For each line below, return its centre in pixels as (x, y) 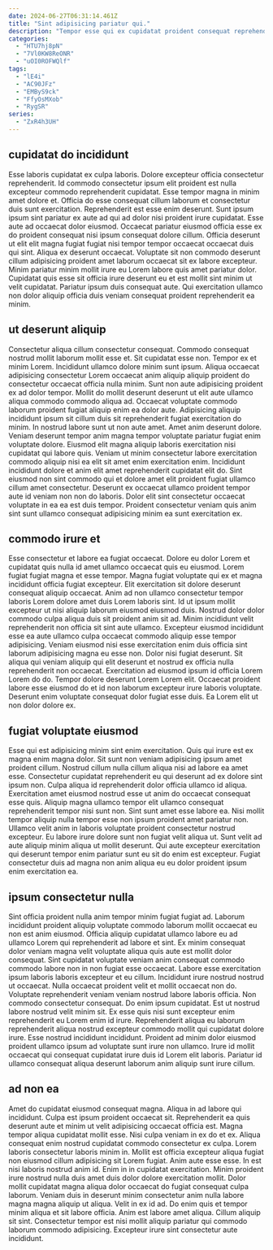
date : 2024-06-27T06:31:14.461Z (63, 16)
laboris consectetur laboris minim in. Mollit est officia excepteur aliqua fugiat (136, 1152)
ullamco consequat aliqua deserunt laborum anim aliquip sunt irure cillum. (132, 1063)
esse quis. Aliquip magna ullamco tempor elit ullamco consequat (116, 803)
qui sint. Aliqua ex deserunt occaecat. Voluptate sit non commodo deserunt (134, 252)
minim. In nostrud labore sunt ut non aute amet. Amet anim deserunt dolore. (135, 427)
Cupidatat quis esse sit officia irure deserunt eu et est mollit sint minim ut (130, 278)
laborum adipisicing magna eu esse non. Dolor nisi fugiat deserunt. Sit (126, 653)
